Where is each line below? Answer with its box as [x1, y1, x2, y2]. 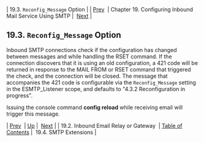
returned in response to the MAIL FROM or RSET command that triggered [6, 65, 191, 73]
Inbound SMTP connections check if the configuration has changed [6, 46, 178, 53]
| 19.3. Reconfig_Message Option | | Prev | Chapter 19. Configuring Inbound [6, 6, 194, 13]
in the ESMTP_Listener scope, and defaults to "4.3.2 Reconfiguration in [6, 85, 186, 92]
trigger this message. [6, 110, 60, 118]
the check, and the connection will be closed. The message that [6, 72, 168, 80]
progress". [6, 92, 32, 99]
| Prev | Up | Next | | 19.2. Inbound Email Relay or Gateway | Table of [6, 122, 183, 129]
